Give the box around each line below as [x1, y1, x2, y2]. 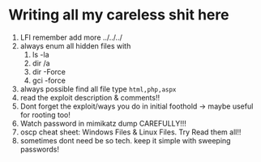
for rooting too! [19, 109, 71, 119]
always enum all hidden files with [19, 40, 131, 50]
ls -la [32, 49, 50, 59]
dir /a [32, 58, 50, 68]
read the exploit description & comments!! [19, 92, 160, 102]
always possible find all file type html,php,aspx [19, 83, 177, 94]
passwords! [19, 144, 59, 154]
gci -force [32, 75, 66, 85]
